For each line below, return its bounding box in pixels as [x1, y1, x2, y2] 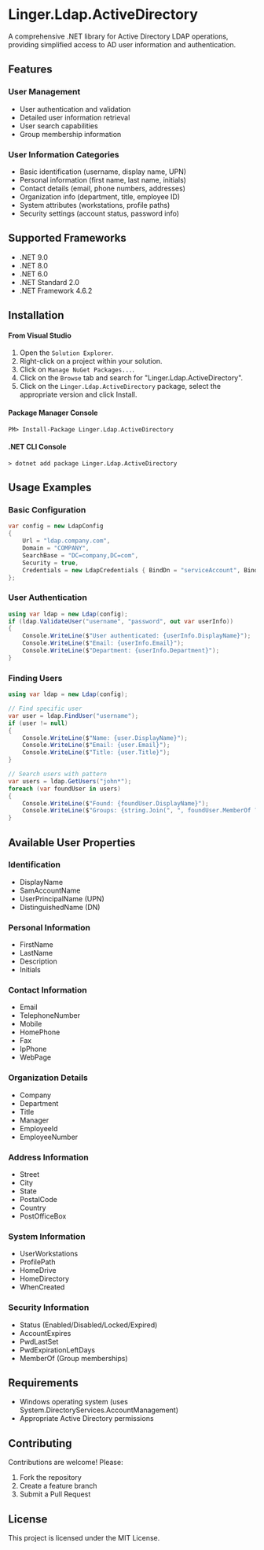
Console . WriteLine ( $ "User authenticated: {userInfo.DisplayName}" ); [22, 632, 251, 640]
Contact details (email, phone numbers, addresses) [19, 183, 186, 193]
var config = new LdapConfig [8, 522, 104, 531]
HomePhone [19, 1027, 60, 1037]
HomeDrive [19, 1266, 57, 1275]
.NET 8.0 [19, 261, 49, 270]
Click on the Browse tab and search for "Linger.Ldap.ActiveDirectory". [19, 373, 244, 383]
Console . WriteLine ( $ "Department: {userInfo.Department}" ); [22, 647, 220, 655]
